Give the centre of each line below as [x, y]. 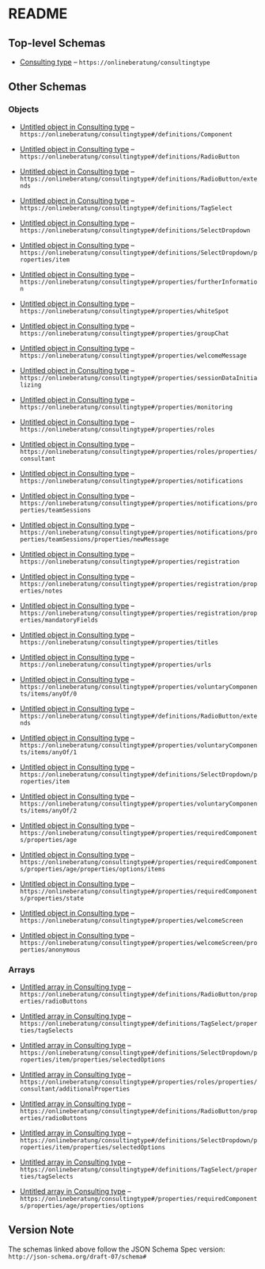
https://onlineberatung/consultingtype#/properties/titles [119, 642]
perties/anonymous [50, 950]
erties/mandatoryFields [59, 620]
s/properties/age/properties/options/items [93, 869]
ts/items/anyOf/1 [48, 752]
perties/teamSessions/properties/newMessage [94, 539]
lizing [30, 385]
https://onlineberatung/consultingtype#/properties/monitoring [126, 407]
